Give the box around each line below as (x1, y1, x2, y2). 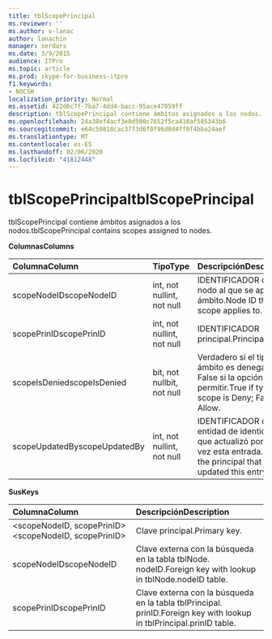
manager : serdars (8, 42, 67, 50)
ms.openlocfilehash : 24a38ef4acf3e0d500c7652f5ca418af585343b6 (8, 118, 227, 126)
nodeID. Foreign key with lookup (135, 563, 257, 575)
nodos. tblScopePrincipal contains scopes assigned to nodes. (8, 226, 213, 235)
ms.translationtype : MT (8, 132, 89, 140)
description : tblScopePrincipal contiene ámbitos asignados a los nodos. (8, 110, 263, 119)
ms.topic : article (8, 65, 70, 73)
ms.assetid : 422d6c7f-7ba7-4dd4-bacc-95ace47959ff (8, 102, 183, 110)
